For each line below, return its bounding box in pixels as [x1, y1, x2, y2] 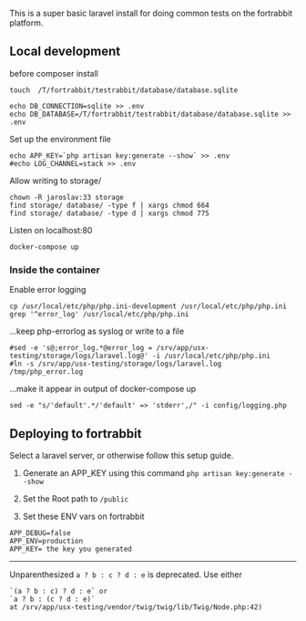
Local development [9, 44, 121, 59]
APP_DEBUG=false [9, 528, 71, 537]
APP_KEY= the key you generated [9, 544, 132, 554]
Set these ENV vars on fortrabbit [22, 511, 145, 522]
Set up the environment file [9, 133, 111, 144]
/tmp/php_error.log [9, 367, 84, 377]
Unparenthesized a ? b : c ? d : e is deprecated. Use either [9, 569, 243, 580]
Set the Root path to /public [22, 492, 129, 504]
